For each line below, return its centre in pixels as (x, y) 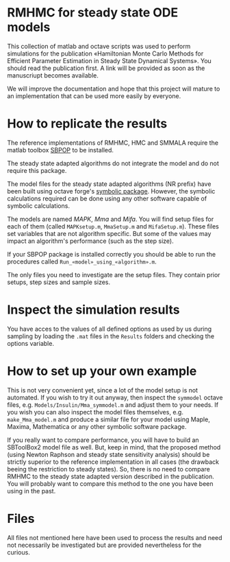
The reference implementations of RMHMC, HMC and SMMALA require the (113, 143)
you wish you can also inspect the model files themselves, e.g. (95, 412)
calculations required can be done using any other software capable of (107, 198)
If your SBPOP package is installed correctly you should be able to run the (112, 254)
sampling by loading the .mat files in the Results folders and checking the (111, 336)
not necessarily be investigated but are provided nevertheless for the (104, 545)
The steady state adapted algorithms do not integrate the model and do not (113, 163)
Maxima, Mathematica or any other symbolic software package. (97, 426)
